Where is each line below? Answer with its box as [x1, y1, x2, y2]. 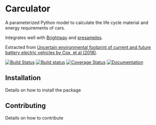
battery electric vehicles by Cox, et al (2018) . [5, 49, 97, 55]
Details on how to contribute [5, 114, 63, 120]
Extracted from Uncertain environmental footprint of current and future [5, 44, 151, 50]
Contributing [5, 101, 46, 110]
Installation [5, 73, 41, 82]
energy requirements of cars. [5, 24, 65, 30]
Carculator [5, 3, 50, 14]
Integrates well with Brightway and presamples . [5, 34, 103, 40]
